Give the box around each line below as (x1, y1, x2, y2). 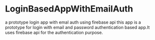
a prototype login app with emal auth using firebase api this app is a (5, 19, 141, 25)
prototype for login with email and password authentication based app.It (5, 24, 150, 30)
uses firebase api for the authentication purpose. (5, 29, 103, 35)
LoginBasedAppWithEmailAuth (5, 3, 133, 14)
